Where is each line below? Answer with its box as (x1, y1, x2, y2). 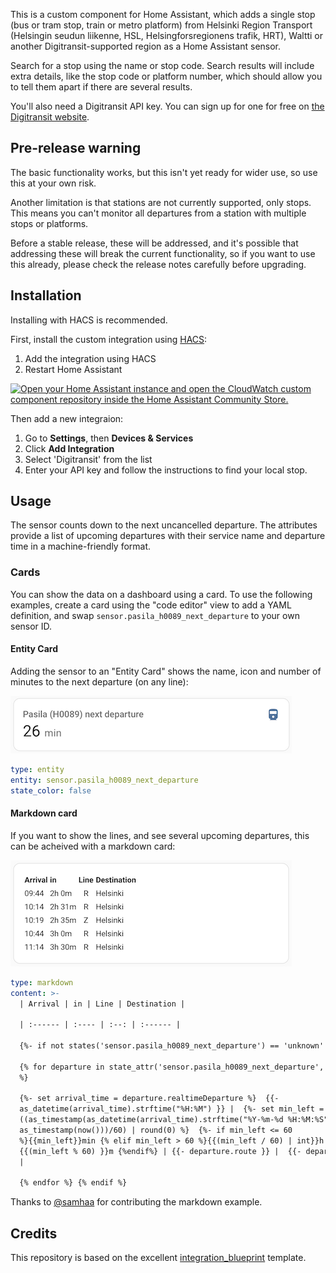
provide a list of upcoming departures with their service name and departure (10, 530, 326, 542)
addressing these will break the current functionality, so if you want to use (10, 247, 316, 259)
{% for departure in (19, 1062, 105, 1072)
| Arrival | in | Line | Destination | (19, 999, 186, 1009)
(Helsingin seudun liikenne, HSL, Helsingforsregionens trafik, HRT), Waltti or (10, 30, 324, 41)
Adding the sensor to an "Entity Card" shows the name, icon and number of (10, 665, 322, 677)
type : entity (10, 764, 65, 774)
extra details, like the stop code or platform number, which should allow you (10, 70, 323, 82)
